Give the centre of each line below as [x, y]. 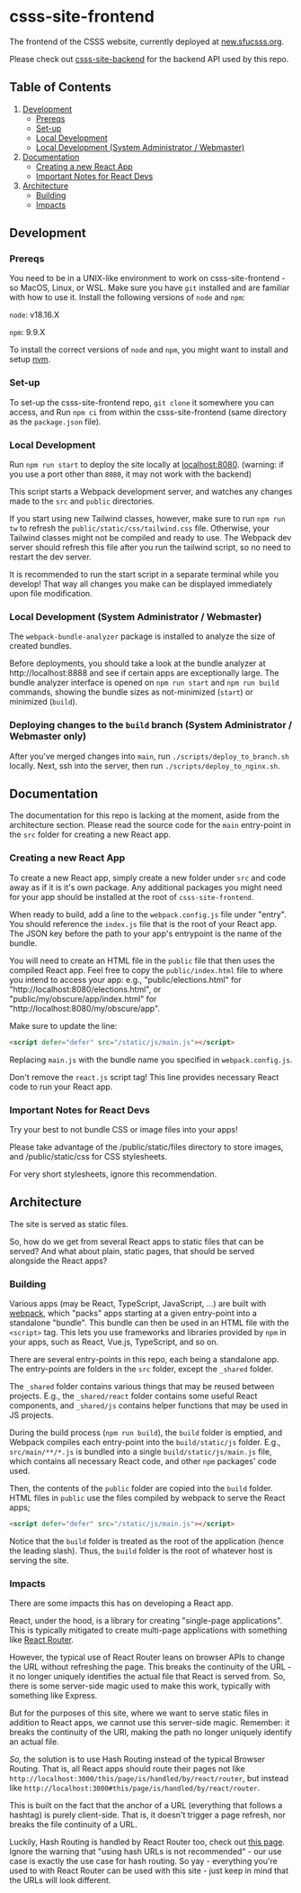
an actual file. [35, 1742]
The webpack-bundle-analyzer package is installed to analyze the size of [142, 636]
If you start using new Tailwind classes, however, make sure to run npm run [147, 519]
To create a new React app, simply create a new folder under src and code [148, 878]
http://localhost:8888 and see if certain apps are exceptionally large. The [145, 673]
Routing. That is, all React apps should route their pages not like [127, 1769]
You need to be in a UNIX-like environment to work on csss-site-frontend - [147, 278]
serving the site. [39, 1560]
